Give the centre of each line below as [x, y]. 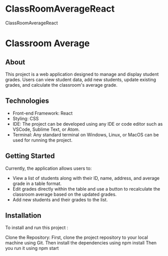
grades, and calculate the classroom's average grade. [61, 85]
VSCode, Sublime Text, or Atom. [46, 129]
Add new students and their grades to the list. [60, 199]
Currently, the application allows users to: [49, 168]
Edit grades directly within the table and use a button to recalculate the [86, 189]
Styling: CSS [26, 118]
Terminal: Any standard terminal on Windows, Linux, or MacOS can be [86, 134]
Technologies [27, 101]
